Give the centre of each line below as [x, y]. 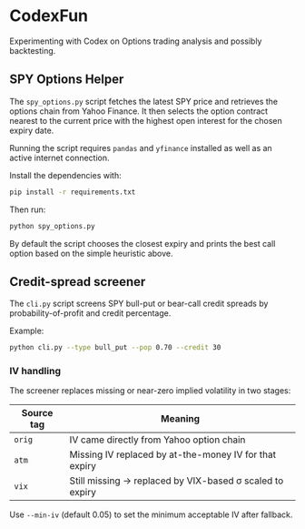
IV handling [35, 371]
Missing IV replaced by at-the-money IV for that [173, 454]
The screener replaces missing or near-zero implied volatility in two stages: [150, 391]
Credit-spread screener [78, 282]
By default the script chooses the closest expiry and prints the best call [143, 243]
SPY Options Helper [67, 80]
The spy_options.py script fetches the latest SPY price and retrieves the [144, 101]
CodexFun [49, 16]
